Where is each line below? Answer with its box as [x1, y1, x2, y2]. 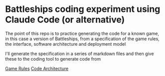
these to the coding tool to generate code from [5, 56, 101, 62]
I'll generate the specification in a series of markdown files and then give [5, 51, 154, 57]
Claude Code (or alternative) [5, 14, 125, 25]
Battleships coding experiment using [5, 3, 161, 15]
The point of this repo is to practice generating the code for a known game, [5, 30, 159, 36]
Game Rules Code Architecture [5, 66, 69, 72]
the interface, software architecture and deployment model [5, 41, 126, 47]
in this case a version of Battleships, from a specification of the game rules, [5, 36, 160, 42]
